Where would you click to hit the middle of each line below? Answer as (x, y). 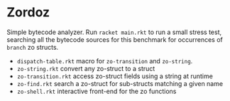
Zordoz (28, 12)
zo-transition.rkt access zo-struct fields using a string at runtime (115, 76)
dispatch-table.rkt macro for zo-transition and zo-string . (105, 60)
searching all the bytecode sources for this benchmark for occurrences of (115, 39)
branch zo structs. (33, 47)
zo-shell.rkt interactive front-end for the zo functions (97, 91)
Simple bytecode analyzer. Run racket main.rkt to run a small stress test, (114, 32)
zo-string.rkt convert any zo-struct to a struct (86, 68)
